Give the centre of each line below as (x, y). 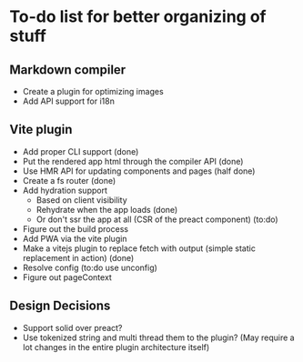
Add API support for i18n (69, 101)
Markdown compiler (68, 70)
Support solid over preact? (72, 327)
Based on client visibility (81, 200)
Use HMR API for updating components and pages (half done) (139, 171)
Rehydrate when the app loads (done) (107, 209)
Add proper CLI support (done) (81, 151)
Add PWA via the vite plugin (75, 238)
